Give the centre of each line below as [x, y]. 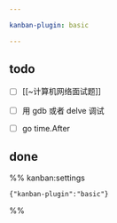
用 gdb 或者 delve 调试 [63, 110]
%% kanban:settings [47, 178]
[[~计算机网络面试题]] [62, 92]
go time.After [46, 128]
